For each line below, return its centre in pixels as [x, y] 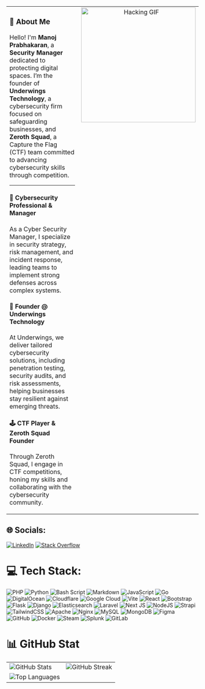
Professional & [31, 206]
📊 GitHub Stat [43, 644]
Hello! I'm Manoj [33, 37]
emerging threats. [35, 407]
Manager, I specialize [40, 236]
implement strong [34, 275]
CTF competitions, [36, 472]
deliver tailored [31, 345]
